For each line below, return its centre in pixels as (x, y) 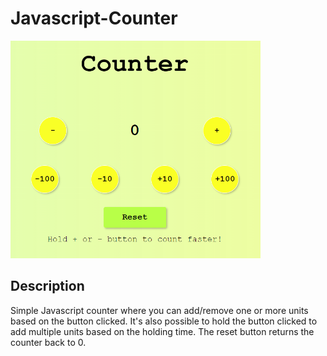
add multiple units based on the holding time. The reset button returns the (162, 331)
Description (47, 286)
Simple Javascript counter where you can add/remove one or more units (159, 310)
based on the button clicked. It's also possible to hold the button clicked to (164, 321)
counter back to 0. (48, 342)
